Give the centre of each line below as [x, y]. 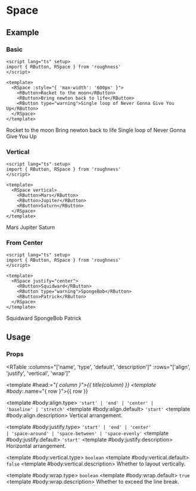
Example [23, 32]
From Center [25, 243]
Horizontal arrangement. [36, 446]
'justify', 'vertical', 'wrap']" [38, 374]
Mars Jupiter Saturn [31, 228]
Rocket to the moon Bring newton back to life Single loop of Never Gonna [96, 130]
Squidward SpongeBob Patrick [44, 318]
